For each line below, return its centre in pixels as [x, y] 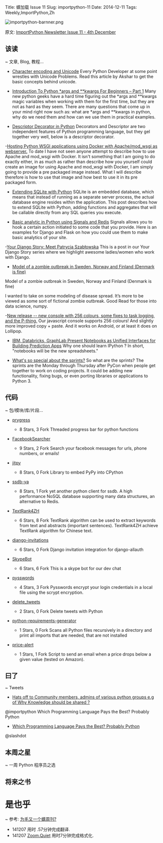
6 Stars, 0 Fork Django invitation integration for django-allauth [81, 550]
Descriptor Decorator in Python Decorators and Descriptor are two [79, 126]
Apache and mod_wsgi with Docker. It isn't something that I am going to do [80, 156]
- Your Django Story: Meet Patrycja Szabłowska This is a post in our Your [77, 247]
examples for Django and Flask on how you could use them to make [80, 232]
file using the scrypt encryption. [51, 592]
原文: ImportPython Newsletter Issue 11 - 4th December [60, 32]
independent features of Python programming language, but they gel [81, 131]
